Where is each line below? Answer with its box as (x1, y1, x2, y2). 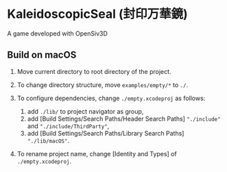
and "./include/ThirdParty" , (27, 121, 110, 130)
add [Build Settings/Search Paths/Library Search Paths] (27, 129, 184, 137)
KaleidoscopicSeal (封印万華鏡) (7, 6, 188, 22)
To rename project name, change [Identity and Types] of (16, 149, 177, 158)
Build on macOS (7, 49, 77, 61)
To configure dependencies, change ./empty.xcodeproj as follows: (16, 94, 206, 102)
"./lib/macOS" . (27, 136, 70, 145)
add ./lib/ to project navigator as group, (27, 107, 144, 115)
